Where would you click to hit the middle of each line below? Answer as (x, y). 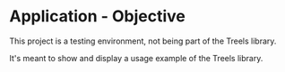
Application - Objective (97, 16)
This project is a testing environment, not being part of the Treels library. (143, 41)
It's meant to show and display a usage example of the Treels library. (136, 58)
